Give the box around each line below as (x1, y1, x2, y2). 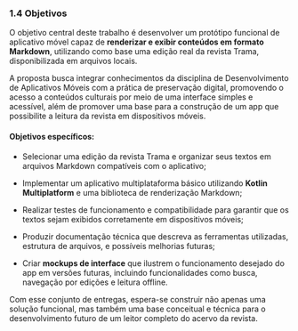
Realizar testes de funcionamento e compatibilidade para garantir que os (21, 204, 289, 215)
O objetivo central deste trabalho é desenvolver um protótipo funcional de (9, 28, 280, 38)
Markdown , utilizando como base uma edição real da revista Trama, (9, 46, 260, 57)
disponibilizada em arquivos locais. (9, 56, 138, 67)
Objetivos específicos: (9, 131, 95, 141)
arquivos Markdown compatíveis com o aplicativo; (21, 160, 206, 171)
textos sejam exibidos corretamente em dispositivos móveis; (21, 214, 245, 224)
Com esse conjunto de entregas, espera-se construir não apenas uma (9, 294, 266, 304)
